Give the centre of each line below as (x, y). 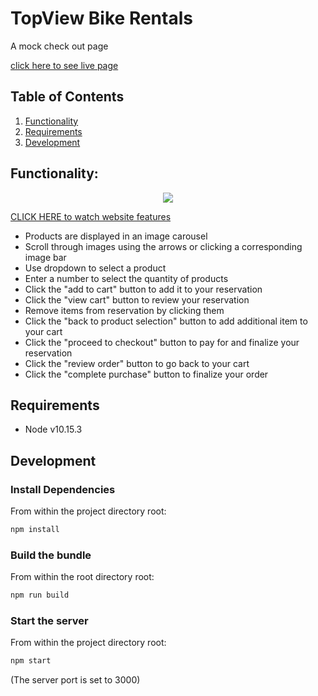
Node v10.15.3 (53, 429)
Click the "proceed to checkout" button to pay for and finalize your (162, 342)
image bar (45, 257)
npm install (35, 530)
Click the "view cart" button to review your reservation (137, 299)
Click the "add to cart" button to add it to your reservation (143, 289)
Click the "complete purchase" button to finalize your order (146, 374)
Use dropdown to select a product (95, 268)
